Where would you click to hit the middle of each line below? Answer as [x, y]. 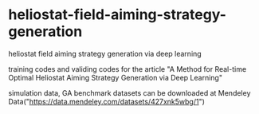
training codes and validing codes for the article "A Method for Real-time [128, 69]
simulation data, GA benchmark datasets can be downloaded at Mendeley [129, 92]
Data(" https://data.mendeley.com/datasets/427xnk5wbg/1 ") [107, 101]
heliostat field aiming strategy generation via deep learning [105, 53]
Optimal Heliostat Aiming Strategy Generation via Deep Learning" [116, 77]
